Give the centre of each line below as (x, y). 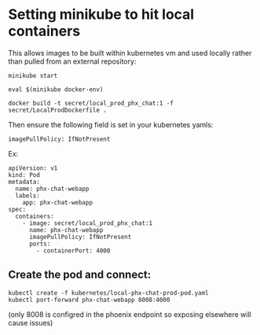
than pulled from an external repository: (72, 61)
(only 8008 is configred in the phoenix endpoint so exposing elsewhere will (130, 314)
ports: (40, 244)
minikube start (33, 75)
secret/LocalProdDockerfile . (58, 110)
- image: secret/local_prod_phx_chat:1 (88, 223)
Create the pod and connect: (80, 275)
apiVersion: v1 (33, 168)
